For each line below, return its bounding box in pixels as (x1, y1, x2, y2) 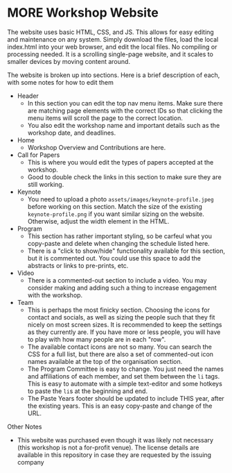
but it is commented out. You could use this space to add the (27, 254, 202, 262)
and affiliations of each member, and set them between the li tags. (27, 372, 220, 380)
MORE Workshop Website (7, 5, 159, 21)
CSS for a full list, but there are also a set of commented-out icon (27, 349, 213, 358)
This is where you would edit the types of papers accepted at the (27, 158, 214, 166)
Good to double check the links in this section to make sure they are (27, 172, 222, 181)
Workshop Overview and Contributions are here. (27, 143, 166, 151)
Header (17, 92, 39, 100)
